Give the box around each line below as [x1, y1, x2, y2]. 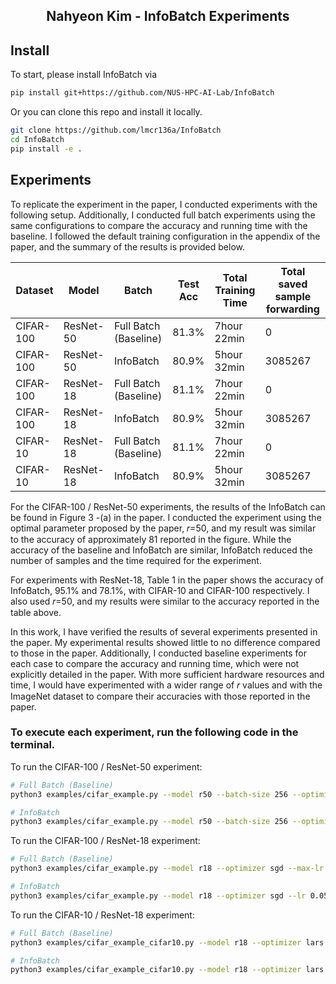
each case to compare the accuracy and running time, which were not [10, 657, 300, 669]
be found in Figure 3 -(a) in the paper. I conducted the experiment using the [10, 511, 322, 523]
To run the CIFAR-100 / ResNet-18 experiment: [10, 835, 201, 847]
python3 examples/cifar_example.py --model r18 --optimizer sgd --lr [10, 890, 307, 901]
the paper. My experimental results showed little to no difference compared [10, 636, 321, 648]
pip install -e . [10, 144, 83, 154]
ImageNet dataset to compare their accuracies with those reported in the [10, 690, 311, 702]
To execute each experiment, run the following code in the [10, 725, 299, 739]
